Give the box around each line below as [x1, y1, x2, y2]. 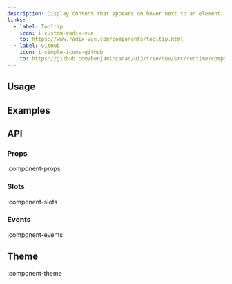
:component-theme [7, 269, 62, 277]
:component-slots [7, 197, 58, 206]
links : [7, 17, 26, 24]
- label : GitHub [13, 42, 60, 49]
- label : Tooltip [13, 23, 64, 30]
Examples [7, 105, 50, 116]
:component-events [7, 230, 64, 239]
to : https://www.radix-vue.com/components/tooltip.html [19, 36, 184, 43]
